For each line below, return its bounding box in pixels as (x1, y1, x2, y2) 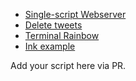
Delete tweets (24, 19, 83, 31)
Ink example (24, 40, 76, 52)
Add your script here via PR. (10, 60, 127, 71)
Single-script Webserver (24, 9, 127, 20)
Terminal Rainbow (24, 30, 100, 41)
